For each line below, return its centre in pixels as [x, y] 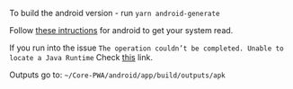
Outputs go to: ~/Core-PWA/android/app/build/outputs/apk [118, 75]
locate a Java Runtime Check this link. [81, 57]
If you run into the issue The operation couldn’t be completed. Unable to [147, 48]
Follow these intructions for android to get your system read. [121, 30]
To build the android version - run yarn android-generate [115, 13]
